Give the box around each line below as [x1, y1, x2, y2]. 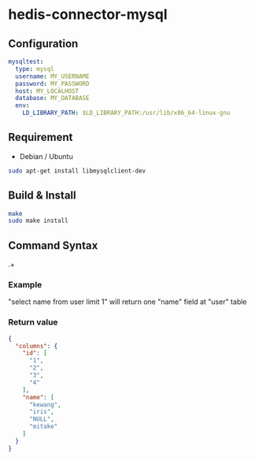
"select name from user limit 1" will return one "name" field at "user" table [8, 297, 247, 306]
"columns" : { [15, 342, 58, 350]
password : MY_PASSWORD [15, 80, 90, 87]
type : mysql [15, 65, 55, 72]
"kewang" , [28, 400, 61, 409]
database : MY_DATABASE [15, 95, 90, 102]
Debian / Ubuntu [19, 151, 73, 161]
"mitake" [28, 423, 58, 431]
